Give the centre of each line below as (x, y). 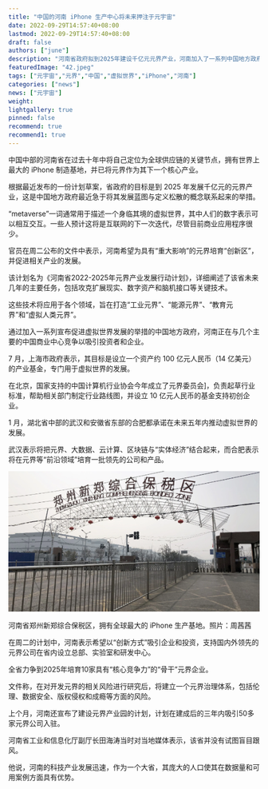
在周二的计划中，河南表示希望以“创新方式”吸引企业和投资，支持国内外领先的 (134, 642)
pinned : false (32, 118)
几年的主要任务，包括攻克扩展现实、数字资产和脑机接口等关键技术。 (120, 287)
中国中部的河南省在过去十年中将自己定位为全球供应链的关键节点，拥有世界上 (134, 159)
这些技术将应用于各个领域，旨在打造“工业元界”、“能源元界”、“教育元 (121, 305)
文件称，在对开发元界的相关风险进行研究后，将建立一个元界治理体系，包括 (130, 686)
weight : (21, 101)
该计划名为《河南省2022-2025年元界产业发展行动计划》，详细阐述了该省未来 (134, 277)
